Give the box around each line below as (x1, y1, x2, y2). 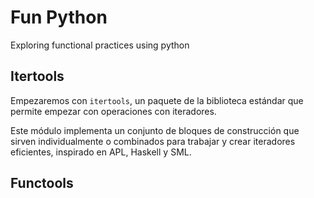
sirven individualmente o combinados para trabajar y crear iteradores (10, 135, 296, 147)
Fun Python (10, 6, 108, 29)
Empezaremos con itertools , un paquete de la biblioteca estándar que (10, 94, 304, 106)
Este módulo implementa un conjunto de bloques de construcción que (10, 124, 300, 136)
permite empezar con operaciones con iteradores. (10, 105, 217, 117)
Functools (10, 175, 74, 192)
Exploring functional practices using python (10, 39, 190, 51)
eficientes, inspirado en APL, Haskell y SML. (10, 146, 192, 158)
